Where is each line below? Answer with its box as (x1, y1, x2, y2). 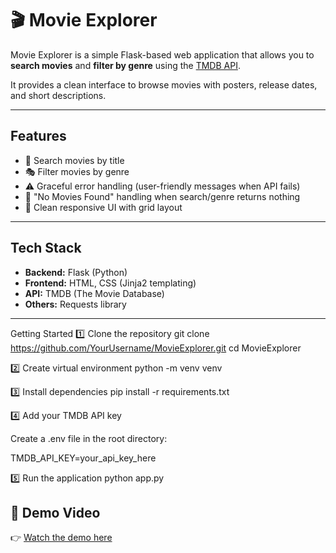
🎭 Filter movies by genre (24, 165, 130, 177)
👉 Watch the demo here (10, 532, 113, 544)
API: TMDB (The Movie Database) (24, 287, 165, 299)
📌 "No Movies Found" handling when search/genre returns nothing (24, 190, 301, 202)
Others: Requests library (24, 298, 127, 310)
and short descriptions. (10, 89, 107, 101)
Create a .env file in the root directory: (10, 432, 168, 444)
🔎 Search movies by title (24, 154, 125, 166)
